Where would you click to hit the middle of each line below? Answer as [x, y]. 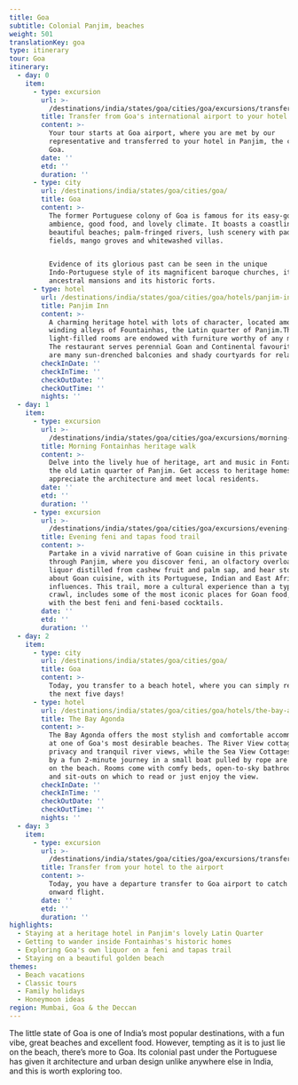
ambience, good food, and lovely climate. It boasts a [152, 224]
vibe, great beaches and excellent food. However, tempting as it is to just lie [147, 1042]
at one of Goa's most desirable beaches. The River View [156, 744]
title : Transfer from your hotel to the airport [133, 867]
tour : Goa [27, 59]
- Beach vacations [51, 975]
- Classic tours [47, 983]
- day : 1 [33, 405]
